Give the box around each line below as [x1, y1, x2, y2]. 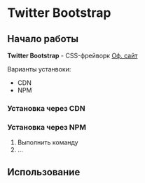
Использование [7, 166, 81, 178]
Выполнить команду [17, 138, 78, 147]
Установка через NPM [7, 122, 86, 132]
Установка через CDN [7, 103, 85, 113]
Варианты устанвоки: [7, 65, 71, 73]
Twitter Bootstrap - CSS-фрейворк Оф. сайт [7, 51, 138, 60]
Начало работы [7, 33, 79, 45]
